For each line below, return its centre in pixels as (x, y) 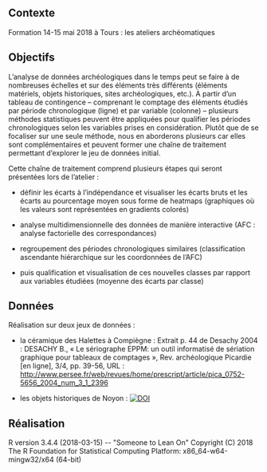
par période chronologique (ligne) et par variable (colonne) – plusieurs (124, 110)
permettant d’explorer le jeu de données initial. (84, 153)
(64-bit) (69, 460)
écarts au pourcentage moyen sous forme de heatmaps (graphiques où (137, 201)
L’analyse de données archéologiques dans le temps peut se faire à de (124, 77)
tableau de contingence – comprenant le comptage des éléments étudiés (128, 102)
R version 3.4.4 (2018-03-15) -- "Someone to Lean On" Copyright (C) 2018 (131, 442)
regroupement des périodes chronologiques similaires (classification (132, 248)
